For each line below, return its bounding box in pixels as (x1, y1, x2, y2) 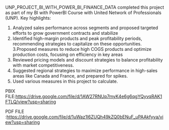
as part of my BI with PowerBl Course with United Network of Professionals (5, 10, 161, 16)
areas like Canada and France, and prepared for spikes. (12, 73, 128, 79)
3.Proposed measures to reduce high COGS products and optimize (12, 46, 152, 52)
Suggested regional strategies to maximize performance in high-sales (12, 68, 158, 74)
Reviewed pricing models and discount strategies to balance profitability (12, 57, 163, 62)
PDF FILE (5, 108, 24, 114)
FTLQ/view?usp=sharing (5, 99, 57, 105)
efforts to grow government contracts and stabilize (12, 30, 119, 36)
